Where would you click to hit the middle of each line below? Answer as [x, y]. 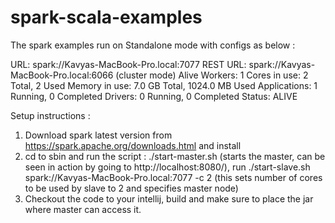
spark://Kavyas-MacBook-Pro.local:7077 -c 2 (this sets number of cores [173, 177]
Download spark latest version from [98, 135]
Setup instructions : [50, 115]
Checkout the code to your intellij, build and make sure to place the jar [169, 198]
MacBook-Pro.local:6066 [62, 75]
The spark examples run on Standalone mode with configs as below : [153, 45]
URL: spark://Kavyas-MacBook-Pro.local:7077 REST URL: [128, 64]
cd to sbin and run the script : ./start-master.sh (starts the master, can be [175, 156]
